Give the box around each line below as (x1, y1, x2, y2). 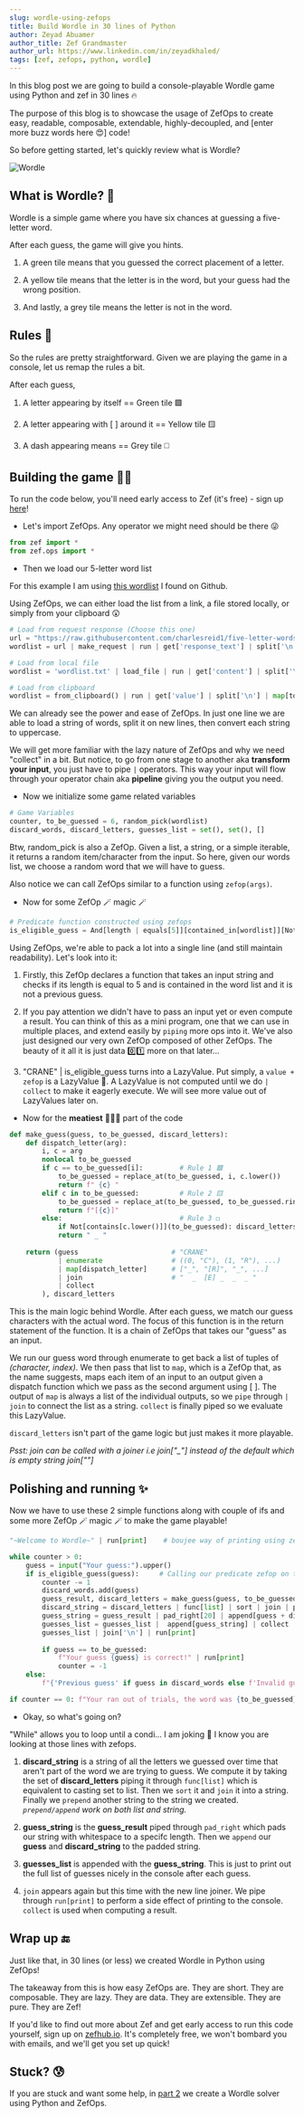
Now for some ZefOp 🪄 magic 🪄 (22, 897, 147, 907)
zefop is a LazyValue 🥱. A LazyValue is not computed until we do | (22, 1076, 270, 1087)
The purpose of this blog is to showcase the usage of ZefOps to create (9, 108, 274, 119)
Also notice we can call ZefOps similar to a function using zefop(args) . (9, 878, 273, 889)
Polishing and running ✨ (9, 1481, 149, 1496)
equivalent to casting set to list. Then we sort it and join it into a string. (22, 1784, 290, 1796)
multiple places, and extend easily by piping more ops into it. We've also (22, 1025, 293, 1036)
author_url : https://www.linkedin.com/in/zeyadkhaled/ (9, 47, 221, 56)
